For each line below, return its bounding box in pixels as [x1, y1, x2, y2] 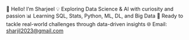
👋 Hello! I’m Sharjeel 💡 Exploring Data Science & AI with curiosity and [6, 6, 174, 12]
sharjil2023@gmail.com [6, 27, 64, 34]
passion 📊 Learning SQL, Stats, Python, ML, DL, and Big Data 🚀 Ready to [6, 12, 184, 19]
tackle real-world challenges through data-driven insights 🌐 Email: [6, 21, 167, 27]
